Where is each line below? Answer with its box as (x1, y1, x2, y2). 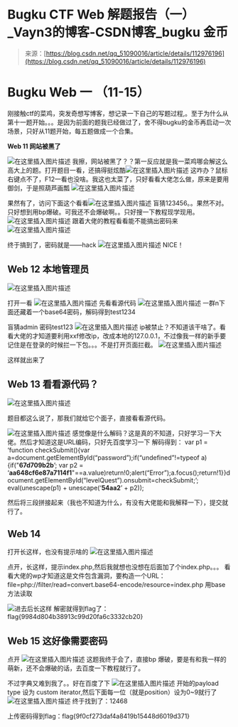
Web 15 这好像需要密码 (7, 635, 108, 647)
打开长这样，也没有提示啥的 (7, 548, 89, 556)
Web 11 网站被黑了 (7, 141, 61, 150)
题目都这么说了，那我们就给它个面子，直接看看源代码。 (7, 414, 169, 422)
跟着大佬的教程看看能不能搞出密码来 (72, 216, 178, 225)
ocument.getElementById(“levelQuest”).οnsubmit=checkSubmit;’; (7, 475, 199, 484)
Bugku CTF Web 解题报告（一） (7, 6, 195, 23)
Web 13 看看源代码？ (7, 378, 99, 391)
